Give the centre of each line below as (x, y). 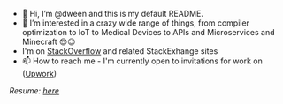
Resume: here (34, 91)
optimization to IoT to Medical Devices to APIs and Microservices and (149, 32)
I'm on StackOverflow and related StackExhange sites (120, 51)
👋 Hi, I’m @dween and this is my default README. (112, 14)
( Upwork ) (39, 74)
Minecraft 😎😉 (49, 41)
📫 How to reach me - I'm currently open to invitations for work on (142, 61)
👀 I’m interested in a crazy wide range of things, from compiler (136, 23)
